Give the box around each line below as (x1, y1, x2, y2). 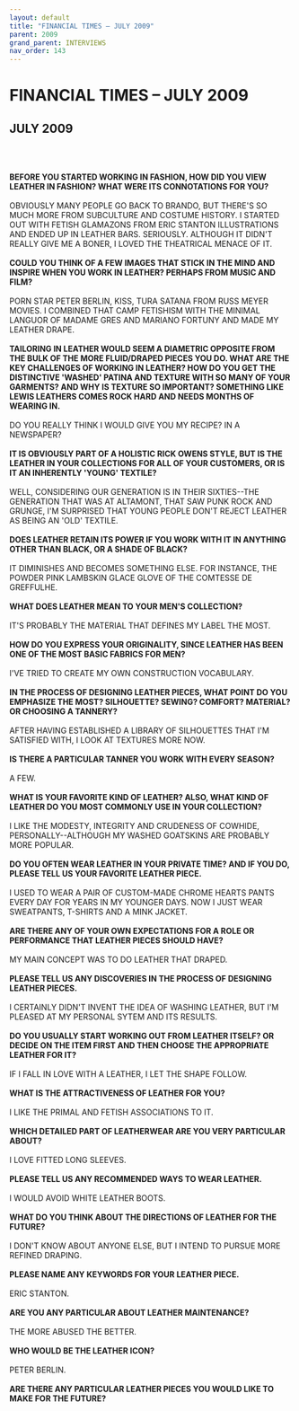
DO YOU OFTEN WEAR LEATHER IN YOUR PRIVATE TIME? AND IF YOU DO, (9, 859, 290, 869)
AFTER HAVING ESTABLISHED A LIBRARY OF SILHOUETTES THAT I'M (9, 725, 269, 736)
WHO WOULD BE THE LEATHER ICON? (9, 1345, 155, 1356)
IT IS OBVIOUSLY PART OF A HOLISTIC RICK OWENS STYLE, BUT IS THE (9, 448, 283, 459)
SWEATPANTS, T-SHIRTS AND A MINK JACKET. (9, 906, 189, 917)
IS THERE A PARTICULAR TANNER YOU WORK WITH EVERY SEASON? (9, 754, 275, 764)
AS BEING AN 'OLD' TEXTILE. (9, 516, 119, 526)
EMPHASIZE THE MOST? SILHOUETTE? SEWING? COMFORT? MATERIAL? (9, 697, 291, 708)
